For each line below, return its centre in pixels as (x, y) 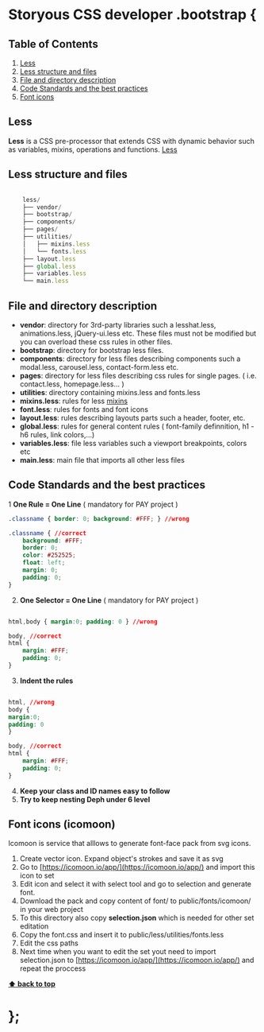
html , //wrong (32, 702)
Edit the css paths (49, 943)
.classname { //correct (48, 533)
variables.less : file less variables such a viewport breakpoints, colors (133, 443)
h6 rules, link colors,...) (57, 434)
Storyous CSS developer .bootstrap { (132, 15)
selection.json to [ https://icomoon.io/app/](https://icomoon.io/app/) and (137, 960)
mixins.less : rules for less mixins (74, 401)
